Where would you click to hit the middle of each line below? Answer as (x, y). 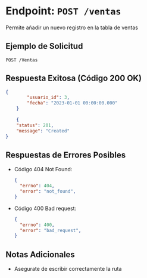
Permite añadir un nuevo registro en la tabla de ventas (72, 27)
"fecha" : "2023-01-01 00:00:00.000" (72, 103)
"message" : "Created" (43, 131)
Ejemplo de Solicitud (44, 46)
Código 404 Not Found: (43, 169)
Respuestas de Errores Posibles (66, 155)
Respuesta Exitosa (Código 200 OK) (74, 78)
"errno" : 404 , (37, 186)
